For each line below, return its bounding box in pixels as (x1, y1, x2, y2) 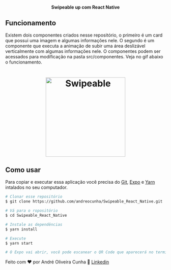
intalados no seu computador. (5, 184, 68, 190)
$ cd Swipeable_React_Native (5, 213, 67, 218)
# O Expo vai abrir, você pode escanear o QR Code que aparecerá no (5, 250, 154, 255)
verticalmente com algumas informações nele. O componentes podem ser (5, 48, 161, 54)
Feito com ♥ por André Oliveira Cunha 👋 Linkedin (5, 259, 109, 265)
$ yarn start (5, 241, 33, 246)
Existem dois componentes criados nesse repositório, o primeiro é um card (5, 32, 163, 38)
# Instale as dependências (5, 222, 63, 227)
